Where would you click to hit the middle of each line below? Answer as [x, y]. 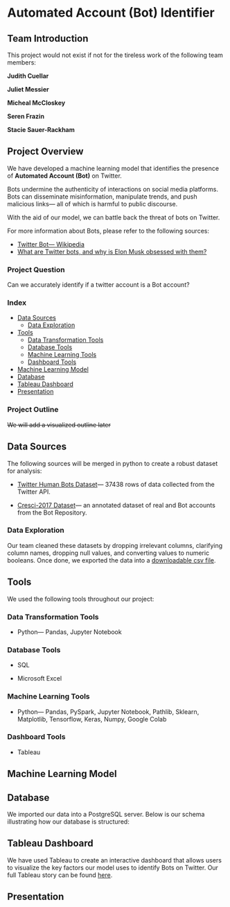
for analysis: [25, 471]
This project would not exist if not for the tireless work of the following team [115, 55]
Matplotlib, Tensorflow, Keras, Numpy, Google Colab [92, 719]
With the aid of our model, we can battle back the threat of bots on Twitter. [114, 217]
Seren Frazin [26, 116]
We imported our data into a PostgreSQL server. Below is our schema [106, 815]
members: [22, 63]
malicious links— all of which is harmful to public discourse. [92, 203]
